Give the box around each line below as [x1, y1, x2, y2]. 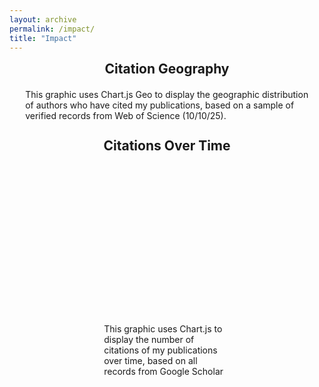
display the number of [103, 334, 195, 346]
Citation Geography [104, 61, 230, 78]
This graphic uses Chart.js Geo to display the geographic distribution [25, 89, 309, 101]
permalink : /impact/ [9, 24, 96, 34]
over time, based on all [103, 355, 198, 367]
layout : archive [9, 14, 77, 25]
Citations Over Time [103, 137, 231, 155]
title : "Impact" [9, 33, 77, 43]
